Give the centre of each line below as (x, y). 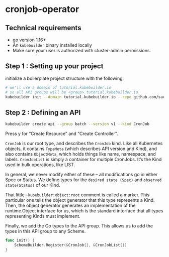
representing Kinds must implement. (43, 216)
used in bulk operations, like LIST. (40, 165)
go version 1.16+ (29, 40)
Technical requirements (43, 28)
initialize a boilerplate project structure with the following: (65, 78)
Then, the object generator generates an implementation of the (70, 206)
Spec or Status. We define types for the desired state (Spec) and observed (83, 180)
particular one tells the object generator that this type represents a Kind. (80, 200)
